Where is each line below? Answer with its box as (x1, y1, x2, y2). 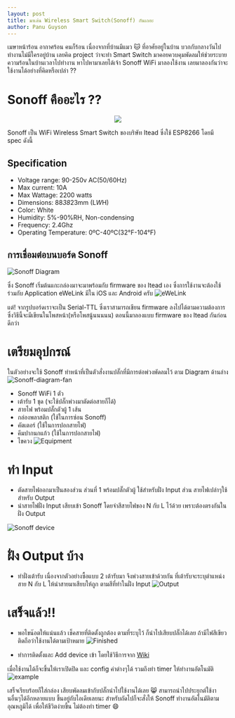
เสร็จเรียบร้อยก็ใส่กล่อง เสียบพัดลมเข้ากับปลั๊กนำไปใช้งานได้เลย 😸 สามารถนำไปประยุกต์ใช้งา (7, 686, 217, 694)
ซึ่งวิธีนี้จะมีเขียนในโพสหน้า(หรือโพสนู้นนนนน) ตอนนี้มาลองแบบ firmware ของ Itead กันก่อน (7, 310, 227, 319)
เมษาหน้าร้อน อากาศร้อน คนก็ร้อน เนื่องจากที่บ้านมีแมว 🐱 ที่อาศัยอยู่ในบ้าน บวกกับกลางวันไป (7, 43, 222, 51)
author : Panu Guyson (7, 23, 68, 30)
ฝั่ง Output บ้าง (7, 548, 83, 564)
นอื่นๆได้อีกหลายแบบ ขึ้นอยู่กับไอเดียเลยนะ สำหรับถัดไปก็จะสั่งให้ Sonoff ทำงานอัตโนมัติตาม (7, 694, 220, 703)
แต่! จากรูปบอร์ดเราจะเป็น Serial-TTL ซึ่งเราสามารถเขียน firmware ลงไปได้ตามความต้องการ (7, 303, 226, 311)
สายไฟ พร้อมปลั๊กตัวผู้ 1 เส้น (17, 405, 82, 413)
